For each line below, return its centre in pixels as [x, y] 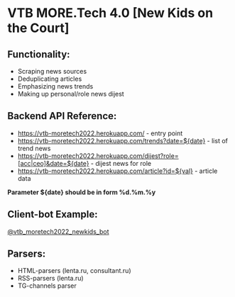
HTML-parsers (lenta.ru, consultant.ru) [74, 271]
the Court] [38, 28]
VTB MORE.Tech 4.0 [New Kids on [110, 13]
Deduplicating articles [50, 79]
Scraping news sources [52, 71]
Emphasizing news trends [55, 86]
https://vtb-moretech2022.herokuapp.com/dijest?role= [98, 156]
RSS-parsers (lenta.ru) [50, 279]
